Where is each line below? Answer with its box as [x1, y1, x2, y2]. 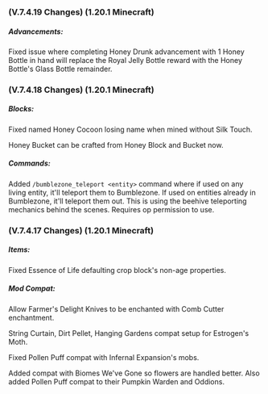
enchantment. [8, 312, 55, 322]
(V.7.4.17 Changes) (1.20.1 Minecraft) [8, 224, 155, 236]
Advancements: [8, 27, 64, 36]
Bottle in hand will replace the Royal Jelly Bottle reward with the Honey [8, 55, 243, 65]
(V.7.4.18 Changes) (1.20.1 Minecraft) [8, 84, 155, 95]
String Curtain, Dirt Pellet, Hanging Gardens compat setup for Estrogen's [8, 328, 249, 337]
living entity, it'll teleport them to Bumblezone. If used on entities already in [8, 187, 256, 197]
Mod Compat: [8, 283, 56, 293]
